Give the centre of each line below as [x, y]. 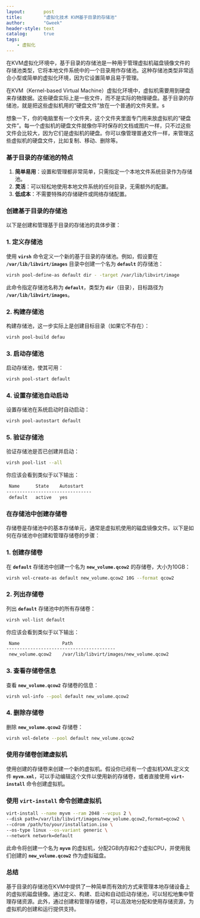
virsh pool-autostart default [44, 421]
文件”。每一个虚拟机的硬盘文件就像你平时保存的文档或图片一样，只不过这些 [99, 126]
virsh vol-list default [36, 620]
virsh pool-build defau [36, 337]
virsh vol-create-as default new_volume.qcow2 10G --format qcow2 [90, 578]
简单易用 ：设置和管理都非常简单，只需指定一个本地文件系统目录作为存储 [103, 172]
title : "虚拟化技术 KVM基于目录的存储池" [62, 17]
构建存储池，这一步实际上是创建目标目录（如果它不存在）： [78, 326]
